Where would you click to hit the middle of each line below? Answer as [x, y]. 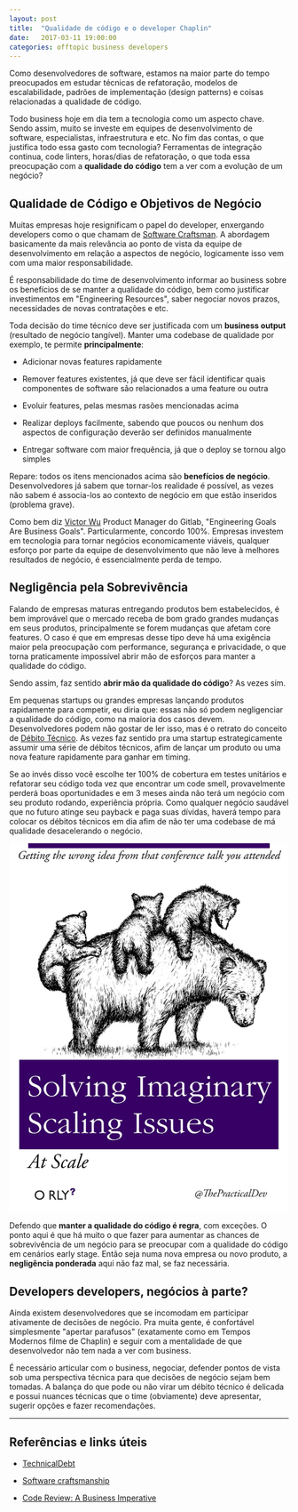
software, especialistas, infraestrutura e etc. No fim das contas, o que [137, 138]
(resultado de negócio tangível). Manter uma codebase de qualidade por [142, 335]
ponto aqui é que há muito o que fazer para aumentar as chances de [134, 1235]
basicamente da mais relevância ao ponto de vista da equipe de [125, 244]
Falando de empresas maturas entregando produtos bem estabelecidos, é [145, 608]
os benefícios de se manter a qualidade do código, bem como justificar [139, 290]
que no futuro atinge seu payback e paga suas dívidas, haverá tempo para [145, 812]
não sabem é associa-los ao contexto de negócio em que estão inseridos [143, 495]
